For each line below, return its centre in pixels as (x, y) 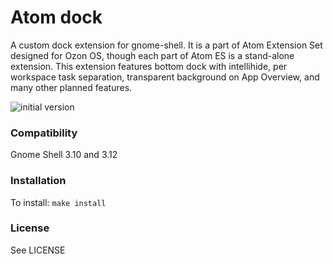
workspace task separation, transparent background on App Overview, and (165, 77)
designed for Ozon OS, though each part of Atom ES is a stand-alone (152, 55)
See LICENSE (38, 250)
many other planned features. (71, 87)
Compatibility (44, 133)
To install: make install (58, 202)
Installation (38, 181)
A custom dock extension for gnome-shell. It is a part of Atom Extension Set (166, 45)
